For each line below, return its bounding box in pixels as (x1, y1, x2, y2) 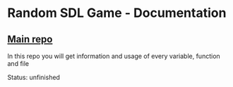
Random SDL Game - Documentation (7, 5, 227, 21)
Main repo (7, 33, 53, 45)
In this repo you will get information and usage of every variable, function (7, 52, 220, 60)
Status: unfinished (7, 73, 60, 81)
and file (7, 59, 30, 68)
